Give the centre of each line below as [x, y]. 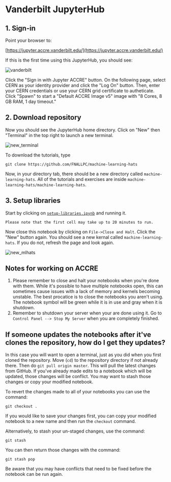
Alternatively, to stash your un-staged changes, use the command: [75, 431]
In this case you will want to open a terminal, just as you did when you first [83, 355]
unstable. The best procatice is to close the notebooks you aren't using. [88, 297]
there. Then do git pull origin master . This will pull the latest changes [81, 366]
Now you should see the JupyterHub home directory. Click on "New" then [83, 130]
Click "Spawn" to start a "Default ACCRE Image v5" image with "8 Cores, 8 [84, 96]
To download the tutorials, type [38, 155]
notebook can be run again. [34, 474]
